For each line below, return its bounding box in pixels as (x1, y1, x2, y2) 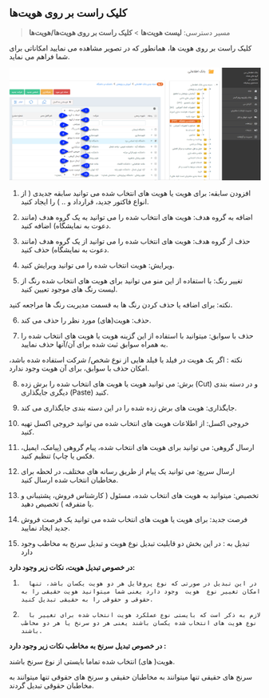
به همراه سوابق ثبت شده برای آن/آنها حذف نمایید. (20, 339, 168, 349)
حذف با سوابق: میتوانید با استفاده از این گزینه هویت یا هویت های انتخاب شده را (20, 331, 254, 340)
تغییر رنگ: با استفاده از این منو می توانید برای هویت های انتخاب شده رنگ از (20, 275, 243, 285)
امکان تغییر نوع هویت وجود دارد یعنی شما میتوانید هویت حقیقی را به (20, 588, 261, 596)
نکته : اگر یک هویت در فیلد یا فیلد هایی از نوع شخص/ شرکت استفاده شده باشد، (9, 355, 243, 364)
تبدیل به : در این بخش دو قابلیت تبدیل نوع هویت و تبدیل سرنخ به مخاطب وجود (20, 538, 250, 548)
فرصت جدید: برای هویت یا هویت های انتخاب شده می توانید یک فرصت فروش (20, 514, 248, 523)
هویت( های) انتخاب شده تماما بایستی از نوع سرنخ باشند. (9, 656, 175, 666)
